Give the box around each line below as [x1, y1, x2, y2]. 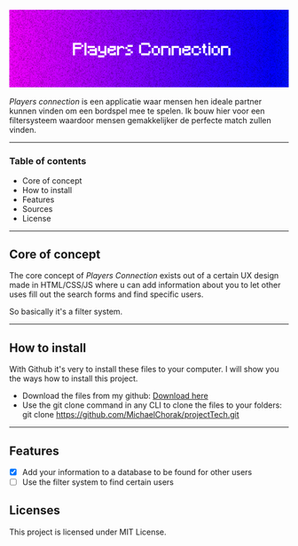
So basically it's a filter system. [9, 307, 123, 317]
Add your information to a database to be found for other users [21, 466, 253, 477]
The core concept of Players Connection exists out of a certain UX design [9, 270, 279, 281]
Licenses [9, 503, 60, 519]
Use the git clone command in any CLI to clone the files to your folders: [21, 400, 282, 410]
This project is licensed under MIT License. [9, 526, 167, 537]
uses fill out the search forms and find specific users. [9, 289, 204, 300]
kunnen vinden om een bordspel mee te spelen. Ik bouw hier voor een [9, 105, 265, 116]
